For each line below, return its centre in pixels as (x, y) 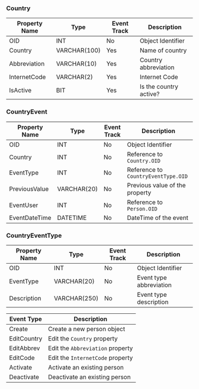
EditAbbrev (25, 348)
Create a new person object (87, 329)
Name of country (163, 50)
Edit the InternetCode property (91, 358)
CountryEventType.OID (158, 176)
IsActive (20, 90)
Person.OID (142, 209)
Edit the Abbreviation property (91, 348)
